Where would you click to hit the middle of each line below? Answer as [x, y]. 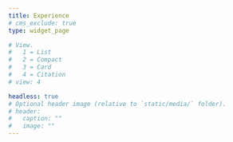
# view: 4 [25, 82]
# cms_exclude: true [43, 23]
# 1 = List [30, 53]
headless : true [34, 97]
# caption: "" [35, 119]
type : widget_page [39, 30]
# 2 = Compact [35, 60]
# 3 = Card [30, 67]
